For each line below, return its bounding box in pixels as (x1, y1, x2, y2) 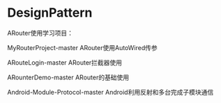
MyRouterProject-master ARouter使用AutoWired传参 (7, 43, 158, 51)
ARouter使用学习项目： (7, 29, 74, 37)
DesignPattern (7, 5, 93, 21)
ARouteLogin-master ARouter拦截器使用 (7, 58, 123, 67)
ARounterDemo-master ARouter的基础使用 (7, 73, 130, 81)
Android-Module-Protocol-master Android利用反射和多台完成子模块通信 (7, 88, 214, 96)
